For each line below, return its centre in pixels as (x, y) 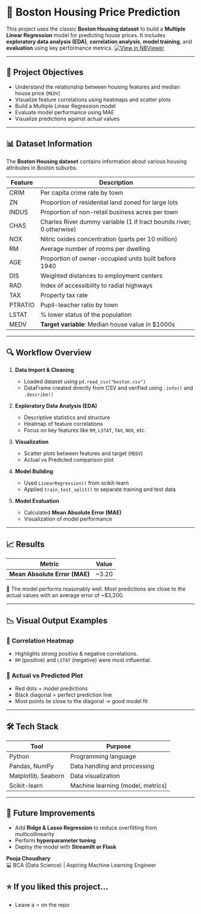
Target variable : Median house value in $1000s (108, 324)
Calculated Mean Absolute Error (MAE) (73, 513)
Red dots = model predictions (51, 689)
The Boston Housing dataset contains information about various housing (97, 161)
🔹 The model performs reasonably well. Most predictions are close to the (96, 589)
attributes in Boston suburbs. (42, 168)
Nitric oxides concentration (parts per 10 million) (109, 239)
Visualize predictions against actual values (67, 119)
